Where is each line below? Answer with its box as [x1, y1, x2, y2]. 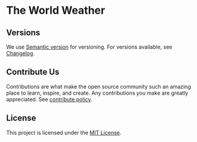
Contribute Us [6, 67, 60, 77]
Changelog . [6, 50, 35, 57]
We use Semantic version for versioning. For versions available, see [6, 43, 173, 50]
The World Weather [6, 4, 106, 17]
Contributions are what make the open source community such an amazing [6, 83, 191, 90]
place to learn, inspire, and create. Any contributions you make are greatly [6, 89, 189, 96]
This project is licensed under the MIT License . [6, 129, 122, 136]
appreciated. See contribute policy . [6, 95, 93, 102]
